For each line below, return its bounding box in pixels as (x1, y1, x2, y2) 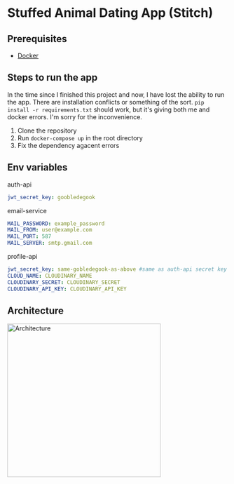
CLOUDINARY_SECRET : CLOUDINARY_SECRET (7, 278, 121, 285)
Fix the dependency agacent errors (17, 141, 120, 149)
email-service (7, 206, 47, 215)
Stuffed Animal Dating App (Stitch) (7, 5, 214, 21)
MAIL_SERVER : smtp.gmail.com (7, 240, 92, 247)
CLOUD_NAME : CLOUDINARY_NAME (7, 272, 92, 279)
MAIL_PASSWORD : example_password (7, 220, 105, 227)
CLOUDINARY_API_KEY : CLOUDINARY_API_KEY (7, 285, 128, 293)
